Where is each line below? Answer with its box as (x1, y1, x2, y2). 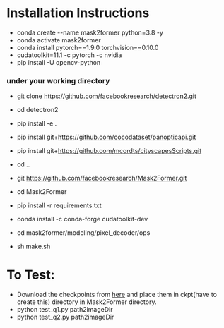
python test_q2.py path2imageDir (16, 312, 114, 322)
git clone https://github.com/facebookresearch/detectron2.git (16, 92, 197, 100)
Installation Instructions (6, 5, 150, 21)
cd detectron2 (16, 106, 59, 114)
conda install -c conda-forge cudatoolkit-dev (16, 215, 148, 224)
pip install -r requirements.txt (16, 201, 102, 209)
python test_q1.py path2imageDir (16, 305, 113, 314)
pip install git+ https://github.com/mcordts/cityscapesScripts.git (16, 147, 202, 155)
